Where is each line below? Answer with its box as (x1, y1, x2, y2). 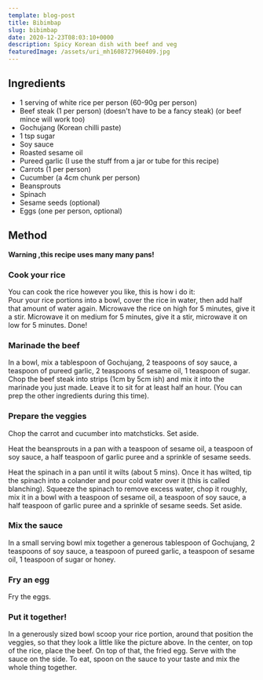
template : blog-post (8, 11, 76, 20)
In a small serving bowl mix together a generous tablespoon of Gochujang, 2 (8, 538, 255, 547)
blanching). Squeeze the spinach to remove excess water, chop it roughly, (8, 484, 247, 493)
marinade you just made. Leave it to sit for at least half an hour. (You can (8, 383, 243, 392)
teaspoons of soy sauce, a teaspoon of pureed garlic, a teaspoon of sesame (8, 546, 255, 555)
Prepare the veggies (8, 411, 87, 422)
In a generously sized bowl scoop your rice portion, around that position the (8, 629, 254, 639)
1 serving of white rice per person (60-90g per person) (19, 97, 198, 107)
